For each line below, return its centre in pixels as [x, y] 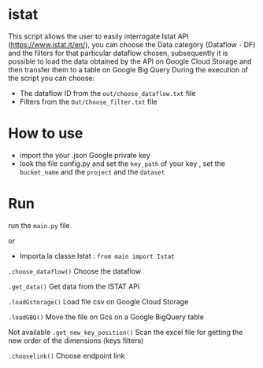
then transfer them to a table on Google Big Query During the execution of [128, 69]
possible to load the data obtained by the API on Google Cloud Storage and [130, 61]
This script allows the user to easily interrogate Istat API [98, 36]
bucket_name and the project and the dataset [92, 171]
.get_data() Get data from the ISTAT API [74, 286]
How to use [46, 133]
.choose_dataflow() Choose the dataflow [75, 271]
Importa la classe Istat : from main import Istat [97, 256]
